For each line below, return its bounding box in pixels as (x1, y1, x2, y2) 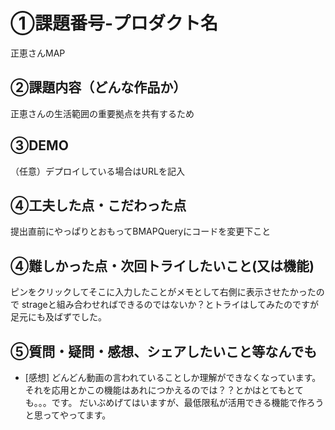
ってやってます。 (42, 409, 112, 421)
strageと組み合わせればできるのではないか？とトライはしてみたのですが (21, 299, 320, 311)
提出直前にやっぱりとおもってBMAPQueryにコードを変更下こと (10, 225, 272, 238)
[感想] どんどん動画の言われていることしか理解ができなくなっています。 (24, 372, 322, 383)
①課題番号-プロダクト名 (10, 12, 219, 35)
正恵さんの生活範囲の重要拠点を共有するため (10, 107, 195, 119)
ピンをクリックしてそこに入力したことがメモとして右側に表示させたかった (10, 286, 317, 298)
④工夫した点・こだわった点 (10, 197, 187, 214)
